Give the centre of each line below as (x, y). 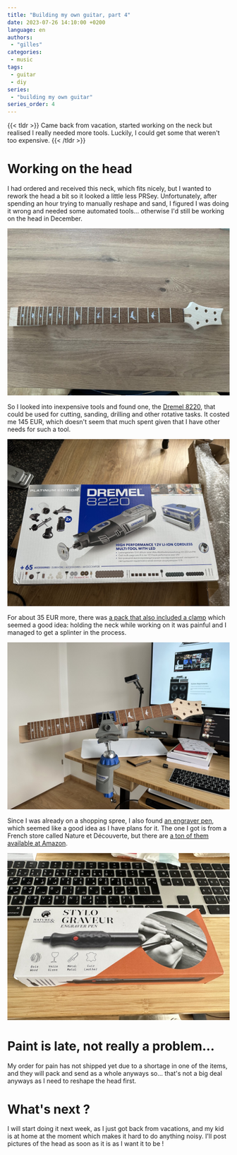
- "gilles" (26, 45)
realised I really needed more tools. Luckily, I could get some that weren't (114, 133)
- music (22, 60)
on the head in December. (45, 218)
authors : (20, 37)
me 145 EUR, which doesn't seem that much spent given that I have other (114, 421)
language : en (26, 30)
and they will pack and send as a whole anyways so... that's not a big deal (115, 1073)
